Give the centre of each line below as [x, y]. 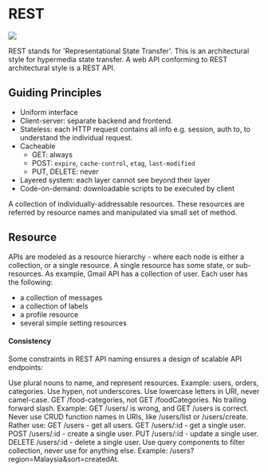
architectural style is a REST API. [62, 68]
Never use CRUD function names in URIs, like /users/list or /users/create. [128, 416]
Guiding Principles [55, 93]
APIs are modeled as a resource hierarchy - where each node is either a [126, 257]
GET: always [52, 154]
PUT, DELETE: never [65, 171]
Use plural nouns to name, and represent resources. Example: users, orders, [134, 383]
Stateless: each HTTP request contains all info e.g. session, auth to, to [135, 129]
